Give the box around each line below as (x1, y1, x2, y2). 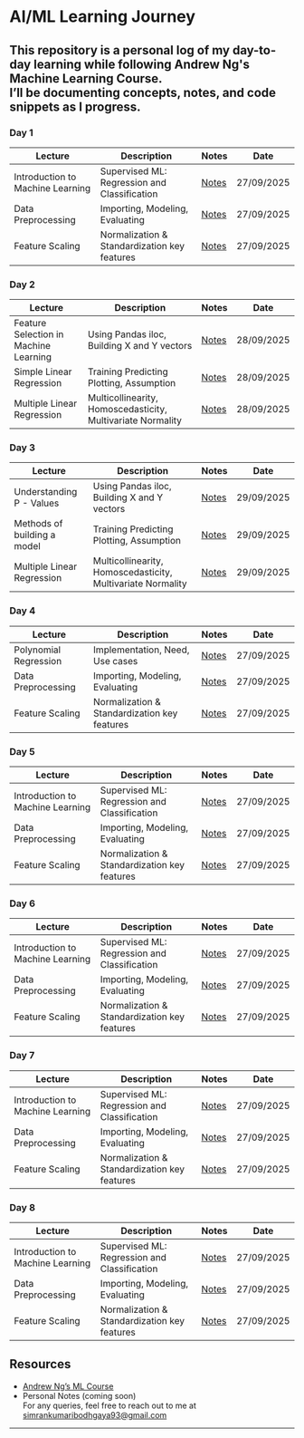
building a (14, 528, 56, 541)
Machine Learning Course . (9, 71, 163, 86)
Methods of (14, 517, 63, 530)
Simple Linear (14, 365, 72, 378)
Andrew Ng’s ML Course (22, 1380, 114, 1392)
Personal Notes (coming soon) (22, 1390, 137, 1401)
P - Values (14, 497, 60, 509)
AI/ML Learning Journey (9, 6, 196, 27)
